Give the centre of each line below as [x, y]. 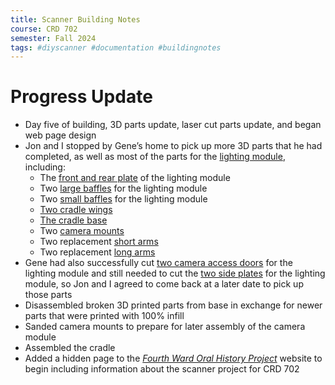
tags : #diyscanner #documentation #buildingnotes [116, 47]
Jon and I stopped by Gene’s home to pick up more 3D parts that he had [173, 146]
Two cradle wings [76, 210]
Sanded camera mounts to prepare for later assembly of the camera [165, 327]
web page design [60, 135]
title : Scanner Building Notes [75, 19]
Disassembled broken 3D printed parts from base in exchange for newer [173, 305]
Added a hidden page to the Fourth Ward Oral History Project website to [173, 358]
